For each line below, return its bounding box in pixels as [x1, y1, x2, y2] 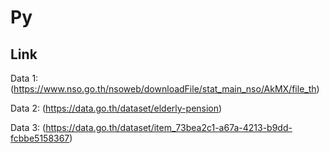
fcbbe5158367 [10, 132, 70, 144]
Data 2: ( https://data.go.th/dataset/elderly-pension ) [10, 102, 223, 114]
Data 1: [10, 72, 39, 84]
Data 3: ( [10, 122, 47, 133]
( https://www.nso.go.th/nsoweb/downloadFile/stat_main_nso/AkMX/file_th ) [10, 83, 320, 95]
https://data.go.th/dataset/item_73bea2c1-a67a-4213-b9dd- [45, 122, 293, 133]
